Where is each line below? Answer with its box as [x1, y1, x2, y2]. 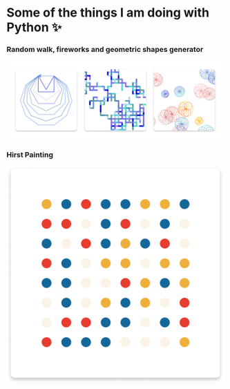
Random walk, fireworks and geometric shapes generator [6, 45, 204, 55]
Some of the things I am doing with [6, 5, 210, 21]
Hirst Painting [6, 150, 53, 160]
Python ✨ [6, 19, 62, 35]
